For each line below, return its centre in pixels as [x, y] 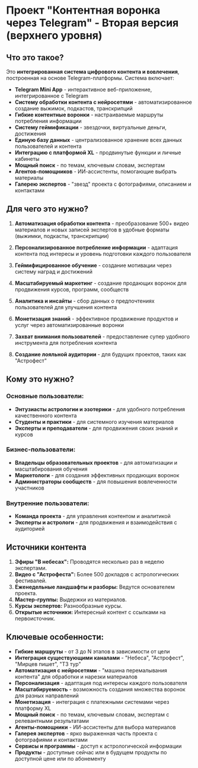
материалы [29, 178]
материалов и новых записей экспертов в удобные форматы [92, 230]
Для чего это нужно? [47, 209]
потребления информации [48, 121]
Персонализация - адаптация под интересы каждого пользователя [101, 683]
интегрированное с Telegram [52, 96]
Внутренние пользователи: [48, 503]
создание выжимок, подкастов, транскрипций [74, 108]
